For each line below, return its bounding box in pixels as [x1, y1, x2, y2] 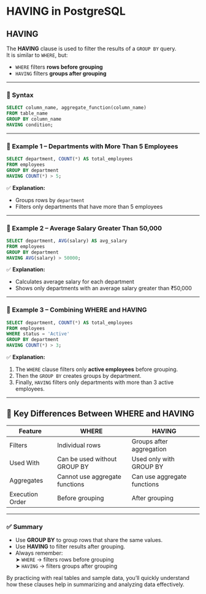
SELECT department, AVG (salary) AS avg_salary [6, 238, 128, 244]
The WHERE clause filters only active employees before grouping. [15, 366, 178, 373]
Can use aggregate [131, 472, 187, 481]
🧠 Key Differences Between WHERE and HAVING [6, 408, 195, 419]
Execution [9, 490, 39, 498]
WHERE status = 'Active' [6, 331, 70, 337]
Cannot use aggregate [57, 472, 121, 481]
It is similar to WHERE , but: [6, 51, 69, 59]
